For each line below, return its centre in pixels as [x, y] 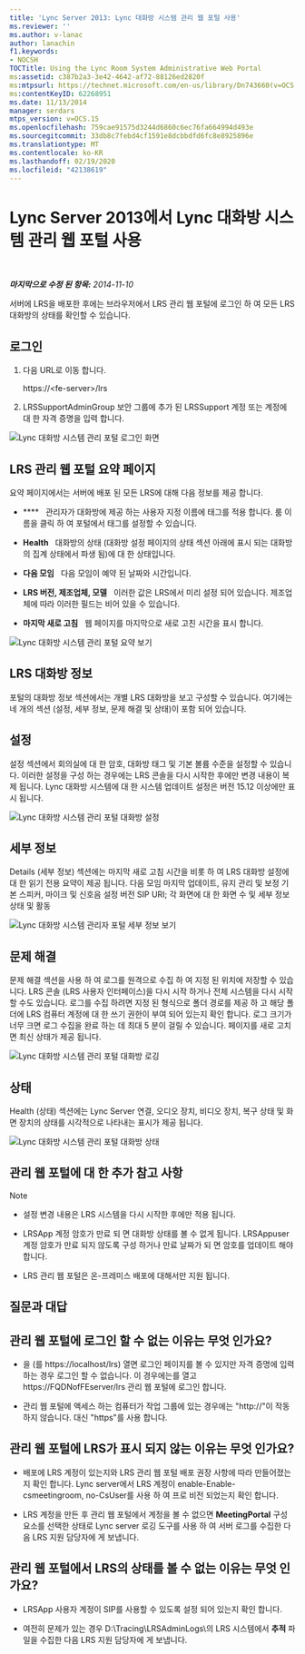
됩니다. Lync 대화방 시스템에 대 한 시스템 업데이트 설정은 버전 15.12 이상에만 [152, 786]
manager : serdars [42, 111]
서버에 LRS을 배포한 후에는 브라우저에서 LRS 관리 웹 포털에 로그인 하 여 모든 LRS [152, 304]
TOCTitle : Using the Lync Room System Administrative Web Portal [135, 69]
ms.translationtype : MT [54, 144]
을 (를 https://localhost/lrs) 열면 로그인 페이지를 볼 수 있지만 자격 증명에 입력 [158, 1364]
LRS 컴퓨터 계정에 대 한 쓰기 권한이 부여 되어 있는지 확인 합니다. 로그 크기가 [159, 1014]
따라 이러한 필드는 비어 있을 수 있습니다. [110, 604]
